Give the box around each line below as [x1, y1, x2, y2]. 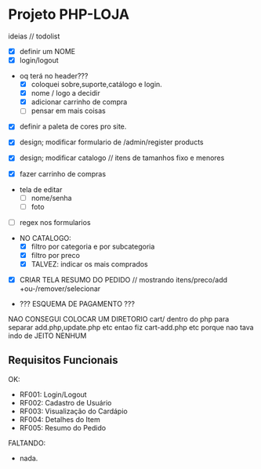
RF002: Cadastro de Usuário [19, 398, 112, 407]
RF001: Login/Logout [19, 390, 88, 399]
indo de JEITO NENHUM [8, 331, 87, 340]
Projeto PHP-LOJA [8, 5, 130, 24]
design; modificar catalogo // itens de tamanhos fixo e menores [19, 153, 225, 162]
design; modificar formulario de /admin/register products [19, 137, 204, 147]
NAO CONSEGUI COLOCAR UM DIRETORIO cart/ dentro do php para [8, 314, 230, 323]
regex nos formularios [19, 217, 92, 227]
